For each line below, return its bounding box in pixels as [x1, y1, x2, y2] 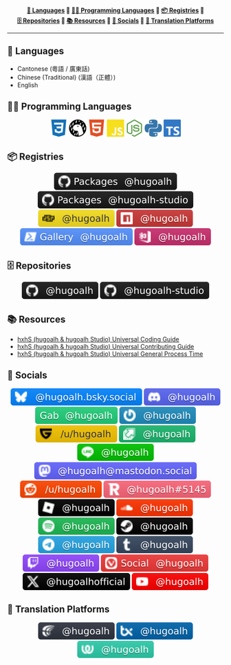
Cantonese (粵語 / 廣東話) [16, 65, 91, 73]
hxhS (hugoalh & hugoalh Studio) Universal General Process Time [16, 350, 203, 358]
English [16, 80, 38, 89]
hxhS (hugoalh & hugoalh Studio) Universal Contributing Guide [16, 343, 195, 351]
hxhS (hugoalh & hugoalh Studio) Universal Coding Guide [16, 335, 180, 343]
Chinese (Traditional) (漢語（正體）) [16, 73, 116, 81]
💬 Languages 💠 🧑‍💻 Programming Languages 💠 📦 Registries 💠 [26, 6, 205, 14]
